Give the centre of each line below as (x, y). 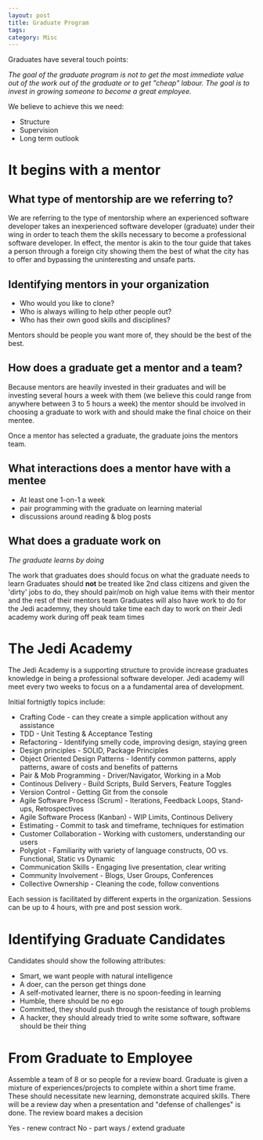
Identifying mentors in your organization (109, 284)
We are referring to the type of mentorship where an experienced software (128, 218)
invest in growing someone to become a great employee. (100, 92)
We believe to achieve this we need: (66, 107)
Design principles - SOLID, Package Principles (94, 751)
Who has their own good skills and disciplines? (95, 320)
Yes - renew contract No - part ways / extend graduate (97, 1128)
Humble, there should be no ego (71, 1001)
